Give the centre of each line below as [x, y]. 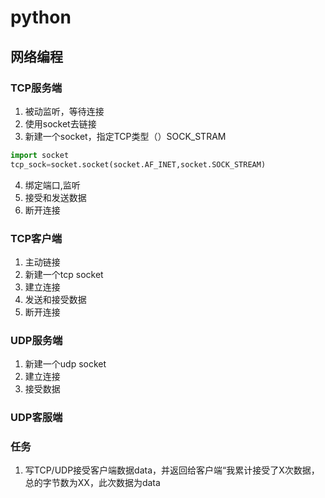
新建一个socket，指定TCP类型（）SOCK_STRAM [125, 136]
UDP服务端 [36, 340]
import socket [40, 155]
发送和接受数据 [55, 299]
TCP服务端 [36, 88]
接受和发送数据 [55, 197]
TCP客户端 [36, 238]
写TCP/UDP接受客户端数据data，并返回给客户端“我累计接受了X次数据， [172, 470]
